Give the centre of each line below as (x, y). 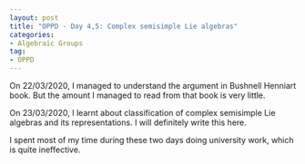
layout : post (34, 18)
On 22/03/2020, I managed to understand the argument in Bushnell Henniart (153, 86)
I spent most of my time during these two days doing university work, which (152, 140)
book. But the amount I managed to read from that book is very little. (137, 95)
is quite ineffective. (45, 150)
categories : (32, 34)
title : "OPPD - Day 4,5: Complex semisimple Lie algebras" (124, 26)
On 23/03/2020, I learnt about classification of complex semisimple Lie (142, 113)
